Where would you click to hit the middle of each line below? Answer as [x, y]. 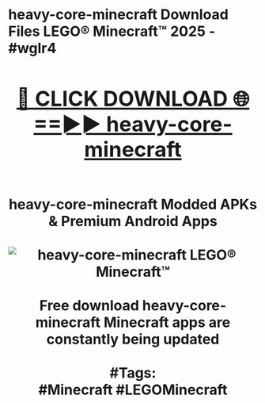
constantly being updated [133, 339]
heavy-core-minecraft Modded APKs [133, 204]
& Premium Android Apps [133, 221]
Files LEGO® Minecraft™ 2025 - [112, 31]
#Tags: [133, 372]
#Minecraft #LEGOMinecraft [133, 390]
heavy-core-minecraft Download [119, 15]
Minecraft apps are [167, 322]
